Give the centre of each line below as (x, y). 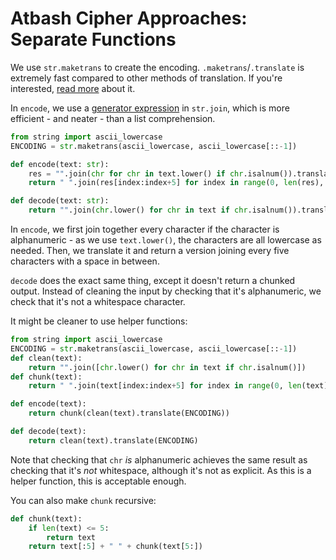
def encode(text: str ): (60, 164)
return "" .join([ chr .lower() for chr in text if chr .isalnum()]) (167, 367)
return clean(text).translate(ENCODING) (113, 440)
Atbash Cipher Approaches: (129, 18)
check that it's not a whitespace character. (98, 302)
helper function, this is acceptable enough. (98, 481)
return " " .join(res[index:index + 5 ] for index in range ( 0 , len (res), (176, 183)
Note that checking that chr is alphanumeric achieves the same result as (159, 459)
